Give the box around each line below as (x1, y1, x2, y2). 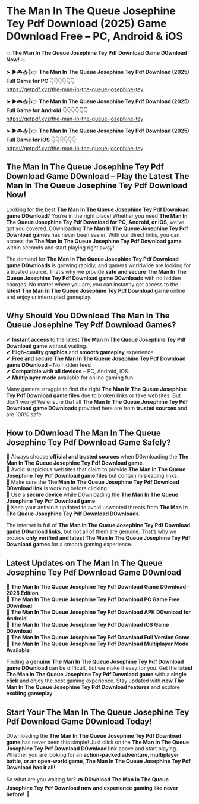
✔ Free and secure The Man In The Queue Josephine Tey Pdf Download (6, 355, 186, 362)
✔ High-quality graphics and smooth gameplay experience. (6, 348, 156, 355)
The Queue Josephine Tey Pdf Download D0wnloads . (6, 510, 141, 517)
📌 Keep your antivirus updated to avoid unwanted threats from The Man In (6, 504, 188, 511)
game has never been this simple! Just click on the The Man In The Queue (6, 738, 189, 746)
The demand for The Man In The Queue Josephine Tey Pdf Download (6, 255, 179, 262)
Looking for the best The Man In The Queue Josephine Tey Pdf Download (6, 206, 189, 213)
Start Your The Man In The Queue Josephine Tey (6, 707, 189, 717)
